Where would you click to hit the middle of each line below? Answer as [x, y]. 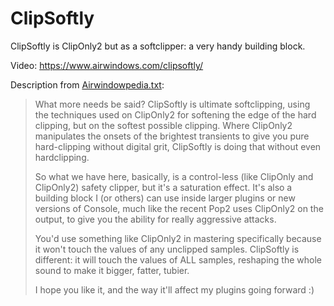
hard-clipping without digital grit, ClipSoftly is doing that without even [178, 146]
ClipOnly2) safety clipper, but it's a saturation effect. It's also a [163, 187]
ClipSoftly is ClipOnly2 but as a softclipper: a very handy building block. [158, 46]
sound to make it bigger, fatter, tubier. [112, 270]
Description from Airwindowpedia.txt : [87, 84]
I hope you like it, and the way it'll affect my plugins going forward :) [174, 289]
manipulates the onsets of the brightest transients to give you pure [172, 136]
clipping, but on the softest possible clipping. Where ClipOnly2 [163, 125]
